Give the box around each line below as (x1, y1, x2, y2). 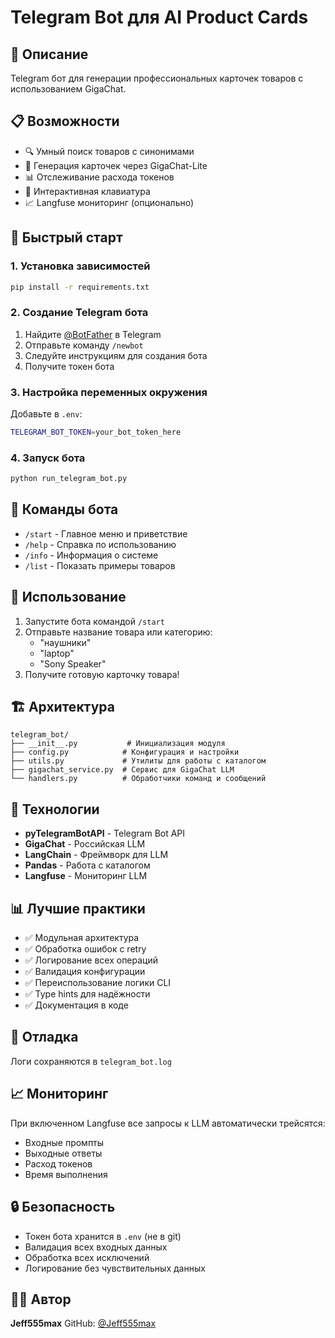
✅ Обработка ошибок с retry (24, 943, 147, 955)
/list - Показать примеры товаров (24, 559, 176, 571)
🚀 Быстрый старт (10, 229, 123, 246)
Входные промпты (24, 1136, 105, 1148)
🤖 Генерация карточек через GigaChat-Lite (24, 159, 208, 171)
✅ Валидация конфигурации (24, 966, 146, 978)
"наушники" (39, 636, 92, 648)
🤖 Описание (10, 46, 89, 63)
